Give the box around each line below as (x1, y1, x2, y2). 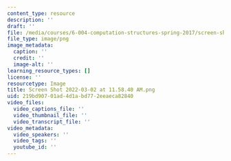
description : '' (7, 16, 54, 23)
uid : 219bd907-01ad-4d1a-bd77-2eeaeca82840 (7, 93, 134, 100)
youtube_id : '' (13, 144, 57, 151)
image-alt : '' (13, 61, 54, 68)
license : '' (7, 73, 41, 81)
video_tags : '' (13, 138, 57, 145)
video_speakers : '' (13, 131, 69, 138)
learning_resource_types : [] (7, 67, 91, 74)
